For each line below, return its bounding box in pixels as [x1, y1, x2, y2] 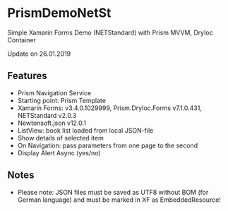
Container [7, 35, 37, 44]
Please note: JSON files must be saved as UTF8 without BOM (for [17, 188, 209, 196]
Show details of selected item [17, 133, 104, 142]
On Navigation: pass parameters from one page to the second [17, 141, 198, 150]
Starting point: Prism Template [17, 96, 106, 104]
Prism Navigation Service [17, 88, 92, 97]
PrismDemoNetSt [7, 5, 112, 21]
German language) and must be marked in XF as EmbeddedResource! [17, 195, 221, 204]
